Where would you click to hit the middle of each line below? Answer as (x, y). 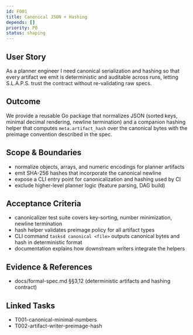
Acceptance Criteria (44, 203)
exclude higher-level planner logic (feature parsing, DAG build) (90, 185)
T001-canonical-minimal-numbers (56, 320)
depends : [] (20, 22)
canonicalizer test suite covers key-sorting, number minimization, (93, 218)
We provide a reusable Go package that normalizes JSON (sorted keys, (92, 116)
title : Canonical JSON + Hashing (47, 17)
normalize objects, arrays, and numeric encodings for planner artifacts (99, 166)
